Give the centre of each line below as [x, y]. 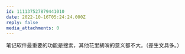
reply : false [22, 22]
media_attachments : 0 [33, 28]
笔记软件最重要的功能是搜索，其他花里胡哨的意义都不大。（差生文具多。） [94, 45]
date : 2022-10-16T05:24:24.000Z [46, 17]
